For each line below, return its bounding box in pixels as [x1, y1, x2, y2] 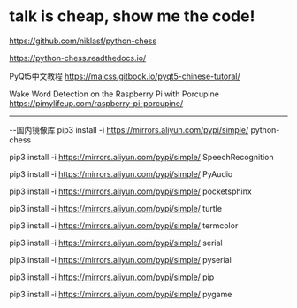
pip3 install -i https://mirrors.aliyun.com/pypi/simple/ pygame [9, 289, 232, 299]
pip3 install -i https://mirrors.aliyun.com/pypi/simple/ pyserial [9, 254, 232, 265]
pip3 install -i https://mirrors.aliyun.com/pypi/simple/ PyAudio [9, 168, 233, 179]
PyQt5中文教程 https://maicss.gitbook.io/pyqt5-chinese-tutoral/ [9, 71, 240, 81]
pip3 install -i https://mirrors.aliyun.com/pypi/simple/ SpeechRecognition [9, 151, 274, 162]
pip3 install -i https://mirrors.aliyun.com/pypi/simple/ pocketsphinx [9, 186, 252, 196]
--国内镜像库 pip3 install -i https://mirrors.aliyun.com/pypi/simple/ [9, 124, 249, 135]
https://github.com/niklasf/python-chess [9, 35, 157, 46]
